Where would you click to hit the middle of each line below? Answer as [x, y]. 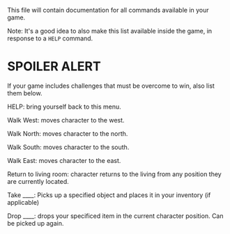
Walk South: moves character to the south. [68, 147]
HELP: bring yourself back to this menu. [64, 107]
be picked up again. [36, 223]
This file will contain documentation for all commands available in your [108, 10]
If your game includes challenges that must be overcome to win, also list [111, 86]
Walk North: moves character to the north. [68, 133]
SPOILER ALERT [54, 67]
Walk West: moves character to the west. [66, 120]
